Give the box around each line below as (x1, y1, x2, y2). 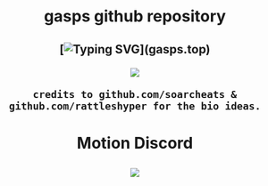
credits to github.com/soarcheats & (32, 87, 238, 101)
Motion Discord (77, 133, 193, 153)
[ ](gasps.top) (59, 42, 211, 57)
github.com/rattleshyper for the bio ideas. (8, 100, 262, 112)
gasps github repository (44, 6, 226, 27)
